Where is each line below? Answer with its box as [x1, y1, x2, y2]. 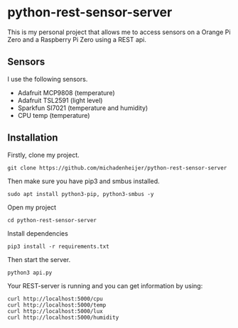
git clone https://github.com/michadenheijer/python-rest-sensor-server [7, 164, 227, 171]
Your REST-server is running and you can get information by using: [7, 281, 203, 290]
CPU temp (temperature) [17, 111, 90, 119]
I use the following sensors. [7, 75, 88, 83]
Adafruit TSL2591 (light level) [17, 96, 103, 104]
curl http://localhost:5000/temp [7, 301, 107, 309]
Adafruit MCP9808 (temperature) [17, 88, 115, 97]
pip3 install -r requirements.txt [7, 243, 110, 250]
